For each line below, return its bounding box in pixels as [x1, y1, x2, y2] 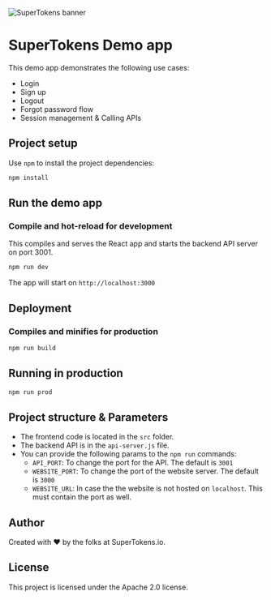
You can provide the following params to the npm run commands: [19, 449, 237, 459]
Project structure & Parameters [8, 410, 169, 424]
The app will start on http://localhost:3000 [8, 278, 156, 288]
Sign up [19, 87, 46, 96]
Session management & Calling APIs [19, 113, 142, 122]
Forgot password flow [19, 104, 94, 114]
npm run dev [8, 264, 49, 272]
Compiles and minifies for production [8, 325, 158, 336]
